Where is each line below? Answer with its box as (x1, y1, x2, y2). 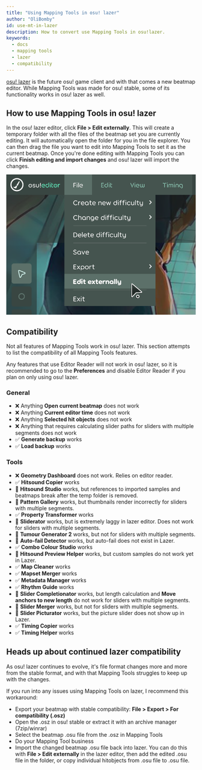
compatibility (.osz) (14, 712, 66, 719)
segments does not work (14, 429, 77, 437)
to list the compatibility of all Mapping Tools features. (6, 349, 138, 356)
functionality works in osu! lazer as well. (6, 90, 105, 98)
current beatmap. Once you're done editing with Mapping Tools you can (6, 150, 185, 157)
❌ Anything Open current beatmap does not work (14, 402, 139, 409)
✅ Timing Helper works (14, 629, 74, 636)
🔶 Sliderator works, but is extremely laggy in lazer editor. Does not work (14, 517, 194, 525)
